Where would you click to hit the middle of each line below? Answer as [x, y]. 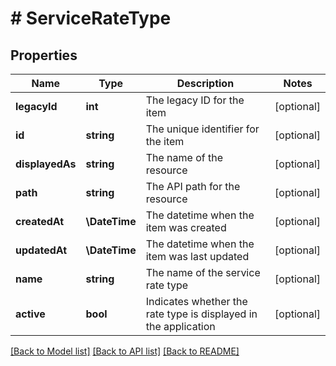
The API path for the [193, 186]
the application [180, 326]
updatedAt [41, 250]
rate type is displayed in [201, 314]
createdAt [40, 221]
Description [205, 83]
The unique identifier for [202, 129]
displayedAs [46, 164]
